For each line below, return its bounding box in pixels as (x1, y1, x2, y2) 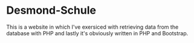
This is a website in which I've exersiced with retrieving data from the (6, 23, 179, 30)
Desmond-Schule (6, 4, 97, 17)
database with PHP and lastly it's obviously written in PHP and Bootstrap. (6, 29, 189, 36)
